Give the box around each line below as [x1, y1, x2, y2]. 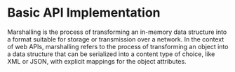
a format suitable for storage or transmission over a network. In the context [7, 35, 224, 43]
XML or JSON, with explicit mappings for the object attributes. [7, 57, 187, 65]
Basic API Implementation [7, 5, 161, 21]
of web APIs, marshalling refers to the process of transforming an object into [7, 42, 229, 51]
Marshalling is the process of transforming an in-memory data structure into [7, 28, 227, 36]
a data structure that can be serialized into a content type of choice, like [7, 50, 215, 58]
